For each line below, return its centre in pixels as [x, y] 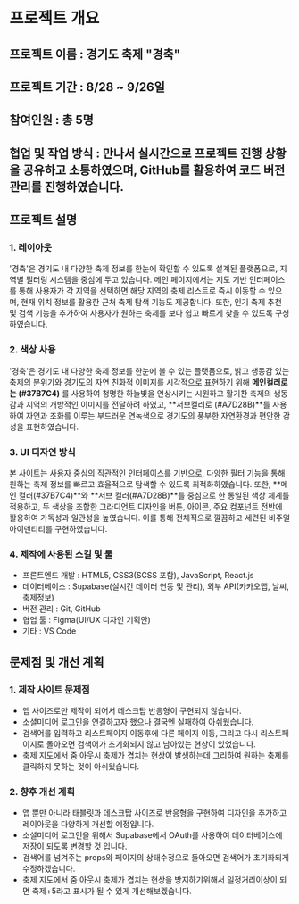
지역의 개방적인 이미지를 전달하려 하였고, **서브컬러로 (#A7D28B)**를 [148, 404]
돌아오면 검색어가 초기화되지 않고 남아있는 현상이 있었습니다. [151, 744]
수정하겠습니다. [49, 869]
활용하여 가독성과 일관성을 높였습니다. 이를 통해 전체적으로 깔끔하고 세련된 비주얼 [150, 518]
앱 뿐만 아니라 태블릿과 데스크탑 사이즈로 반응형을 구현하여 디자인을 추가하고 [154, 813]
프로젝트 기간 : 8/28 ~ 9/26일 [87, 87]
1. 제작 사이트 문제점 [50, 690]
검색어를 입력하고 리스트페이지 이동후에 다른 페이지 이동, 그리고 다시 [140, 734]
